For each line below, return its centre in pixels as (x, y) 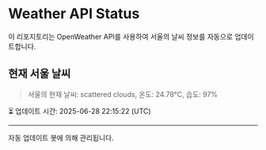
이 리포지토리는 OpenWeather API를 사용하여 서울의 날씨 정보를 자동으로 (121, 36)
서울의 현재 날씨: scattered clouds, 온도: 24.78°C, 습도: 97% (123, 94)
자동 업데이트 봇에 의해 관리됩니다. (61, 137)
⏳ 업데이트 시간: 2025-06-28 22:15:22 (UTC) (80, 111)
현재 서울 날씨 (40, 74)
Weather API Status (74, 14)
